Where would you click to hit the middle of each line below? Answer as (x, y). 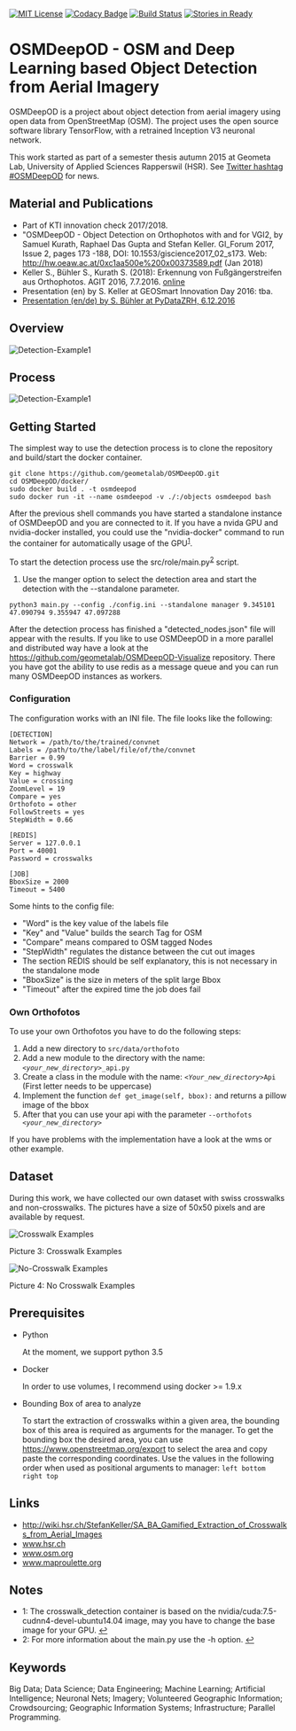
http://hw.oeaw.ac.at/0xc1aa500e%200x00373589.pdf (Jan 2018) (143, 262)
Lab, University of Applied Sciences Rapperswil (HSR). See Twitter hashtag (146, 166)
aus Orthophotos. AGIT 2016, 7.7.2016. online (104, 281)
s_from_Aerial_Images (62, 1534)
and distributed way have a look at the (79, 648)
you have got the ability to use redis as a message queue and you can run (144, 667)
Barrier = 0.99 (37, 758)
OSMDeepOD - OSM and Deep (122, 50)
